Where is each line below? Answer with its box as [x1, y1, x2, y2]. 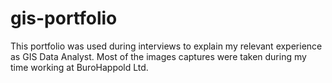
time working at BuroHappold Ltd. [10, 61, 149, 73]
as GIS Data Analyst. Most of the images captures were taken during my [10, 50, 307, 62]
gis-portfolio [10, 7, 118, 30]
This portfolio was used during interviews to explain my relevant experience [10, 40, 323, 52]
